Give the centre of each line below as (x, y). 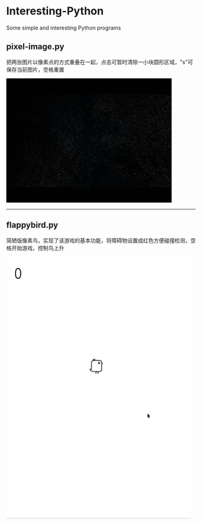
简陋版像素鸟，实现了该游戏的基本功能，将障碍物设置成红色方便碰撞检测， (98, 240)
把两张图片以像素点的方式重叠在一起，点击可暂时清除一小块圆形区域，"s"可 (100, 62)
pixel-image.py (35, 47)
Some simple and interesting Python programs (64, 28)
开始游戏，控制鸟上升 (38, 248)
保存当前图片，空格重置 (35, 69)
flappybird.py (32, 225)
